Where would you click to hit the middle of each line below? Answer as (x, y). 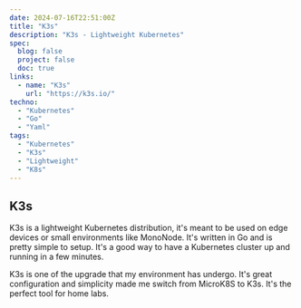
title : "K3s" (34, 26)
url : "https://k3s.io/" (71, 93)
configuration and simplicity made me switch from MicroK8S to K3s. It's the (150, 284)
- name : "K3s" (44, 85)
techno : (24, 102)
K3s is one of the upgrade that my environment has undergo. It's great (141, 274)
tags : (19, 136)
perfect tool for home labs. (59, 294)
